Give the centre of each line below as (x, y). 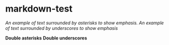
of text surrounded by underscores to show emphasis (62, 28)
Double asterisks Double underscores (46, 38)
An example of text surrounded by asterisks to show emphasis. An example (84, 23)
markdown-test (39, 9)
